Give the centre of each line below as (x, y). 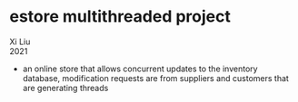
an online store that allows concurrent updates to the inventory (140, 69)
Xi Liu (20, 42)
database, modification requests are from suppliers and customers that (155, 78)
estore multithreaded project (120, 17)
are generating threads (65, 88)
